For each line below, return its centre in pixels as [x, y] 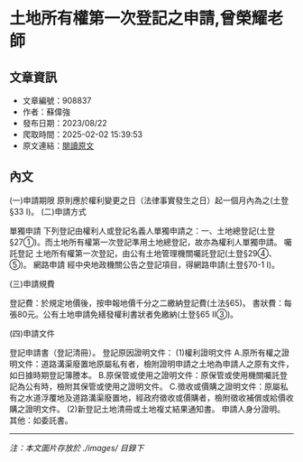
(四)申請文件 [32, 333]
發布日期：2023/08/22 [65, 123]
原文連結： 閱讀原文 [58, 146]
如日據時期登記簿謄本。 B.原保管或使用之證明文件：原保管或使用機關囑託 [145, 374]
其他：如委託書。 [41, 420]
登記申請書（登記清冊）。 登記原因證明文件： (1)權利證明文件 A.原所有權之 [146, 352]
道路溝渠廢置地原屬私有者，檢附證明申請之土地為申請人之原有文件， [167, 364]
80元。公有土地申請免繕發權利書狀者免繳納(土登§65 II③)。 [128, 314]
